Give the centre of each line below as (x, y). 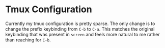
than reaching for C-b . (28, 40)
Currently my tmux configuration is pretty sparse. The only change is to (80, 23)
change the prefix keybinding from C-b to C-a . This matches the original (80, 29)
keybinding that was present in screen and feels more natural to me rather (82, 34)
